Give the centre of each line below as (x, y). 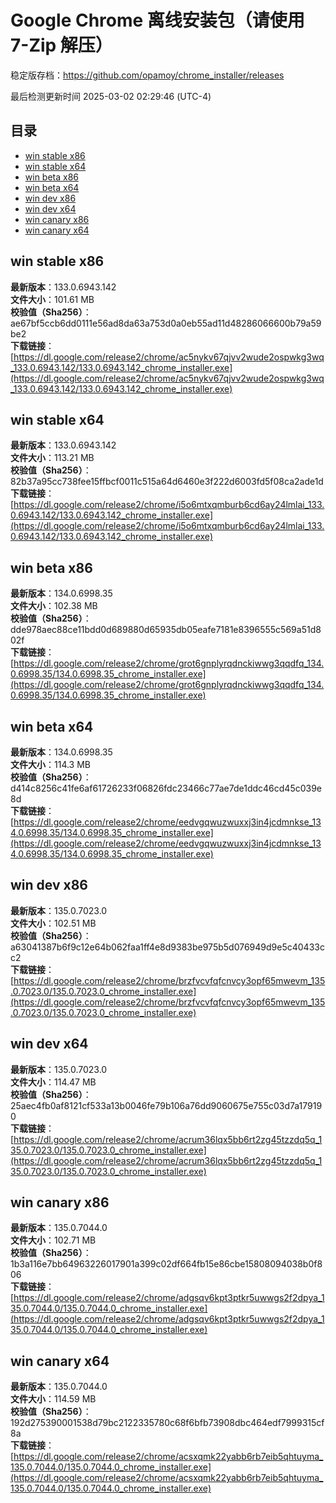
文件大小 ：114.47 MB (53, 1082)
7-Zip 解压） (61, 45)
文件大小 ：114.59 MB (53, 1399)
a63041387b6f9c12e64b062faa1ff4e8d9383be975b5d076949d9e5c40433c (167, 947)
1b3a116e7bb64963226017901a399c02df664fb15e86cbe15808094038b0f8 (166, 1264)
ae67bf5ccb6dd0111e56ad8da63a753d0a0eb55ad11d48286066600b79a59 (166, 323)
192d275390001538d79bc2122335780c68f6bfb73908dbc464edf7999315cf (167, 1423)
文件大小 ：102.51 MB (53, 923)
